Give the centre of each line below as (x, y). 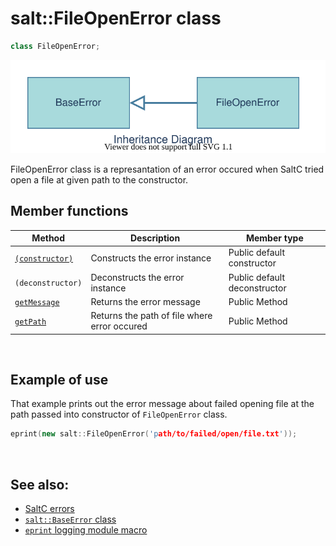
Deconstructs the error (137, 277)
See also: (40, 484)
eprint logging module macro (86, 530)
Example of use (59, 380)
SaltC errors (49, 509)
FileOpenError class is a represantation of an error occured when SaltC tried (167, 169)
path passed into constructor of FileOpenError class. (119, 414)
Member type (274, 238)
